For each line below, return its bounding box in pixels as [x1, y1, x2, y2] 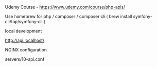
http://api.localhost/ [5, 37, 45, 43]
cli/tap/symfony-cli [5, 19, 43, 24]
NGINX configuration [5, 47, 47, 52]
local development [5, 28, 42, 33]
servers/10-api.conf [5, 56, 45, 62]
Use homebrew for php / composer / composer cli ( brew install [5, 14, 132, 19]
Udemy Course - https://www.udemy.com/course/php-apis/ [5, 4, 125, 10]
